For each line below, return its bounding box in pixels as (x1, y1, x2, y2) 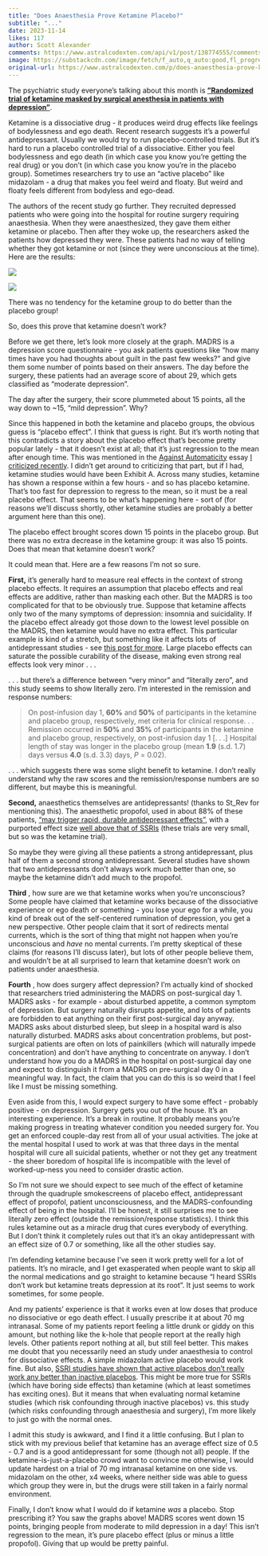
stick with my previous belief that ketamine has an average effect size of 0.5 (8, 1438, 258, 1448)
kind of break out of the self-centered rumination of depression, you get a (8, 913, 251, 923)
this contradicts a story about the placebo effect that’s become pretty (8, 435, 237, 445)
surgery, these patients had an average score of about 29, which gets (8, 370, 238, 380)
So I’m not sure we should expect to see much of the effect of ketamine (8, 1180, 243, 1189)
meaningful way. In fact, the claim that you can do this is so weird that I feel (8, 1073, 256, 1082)
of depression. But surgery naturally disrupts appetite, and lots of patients (8, 1005, 251, 1014)
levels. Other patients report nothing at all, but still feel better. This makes (8, 1337, 249, 1348)
